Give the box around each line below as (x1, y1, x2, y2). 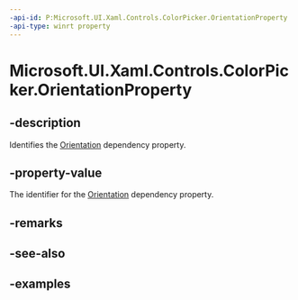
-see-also (9, 246, 66, 261)
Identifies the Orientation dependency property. (9, 139, 186, 150)
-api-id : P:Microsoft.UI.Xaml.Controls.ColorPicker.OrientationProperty (9, 13, 288, 23)
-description (9, 115, 81, 131)
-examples (9, 277, 71, 292)
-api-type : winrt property (9, 22, 111, 31)
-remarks (9, 215, 63, 231)
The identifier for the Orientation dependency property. (9, 189, 214, 200)
